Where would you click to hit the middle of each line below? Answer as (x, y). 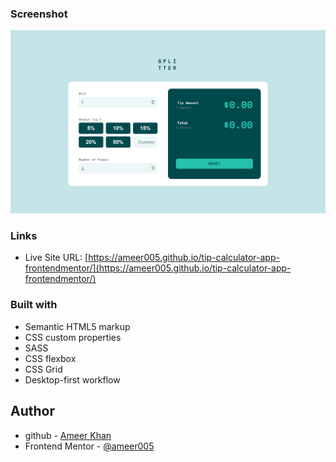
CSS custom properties (73, 337)
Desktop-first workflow (72, 379)
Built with (34, 305)
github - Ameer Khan (68, 435)
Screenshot (39, 14)
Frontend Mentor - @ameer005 (89, 446)
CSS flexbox (50, 358)
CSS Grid (43, 369)
